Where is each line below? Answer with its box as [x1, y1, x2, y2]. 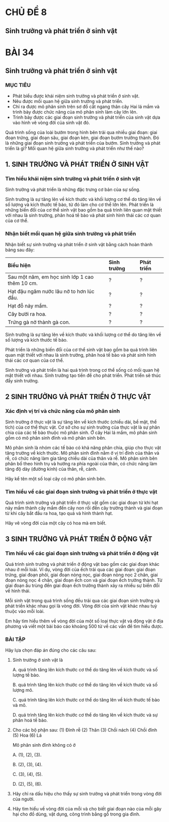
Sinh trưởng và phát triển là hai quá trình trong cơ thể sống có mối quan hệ [5, 367, 160, 373]
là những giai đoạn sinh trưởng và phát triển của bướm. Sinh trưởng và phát [5, 140, 160, 146]
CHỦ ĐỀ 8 [5, 7, 47, 18]
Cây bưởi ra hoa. [8, 311, 47, 318]
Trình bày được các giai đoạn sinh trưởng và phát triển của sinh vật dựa [12, 115, 160, 121]
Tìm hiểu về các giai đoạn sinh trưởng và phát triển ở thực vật [5, 488, 157, 495]
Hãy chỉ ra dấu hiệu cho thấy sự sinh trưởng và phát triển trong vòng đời [12, 791, 162, 797]
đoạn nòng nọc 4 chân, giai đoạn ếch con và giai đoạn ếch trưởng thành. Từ [5, 577, 162, 583]
